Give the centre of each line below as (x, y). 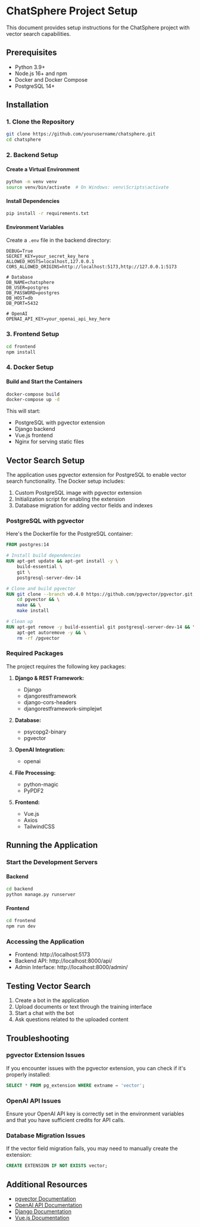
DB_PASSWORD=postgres (33, 293)
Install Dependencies (33, 201)
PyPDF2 (34, 790)
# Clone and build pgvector (41, 588)
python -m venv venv (32, 182)
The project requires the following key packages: (66, 666)
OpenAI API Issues (34, 1100)
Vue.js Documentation (42, 1217)
